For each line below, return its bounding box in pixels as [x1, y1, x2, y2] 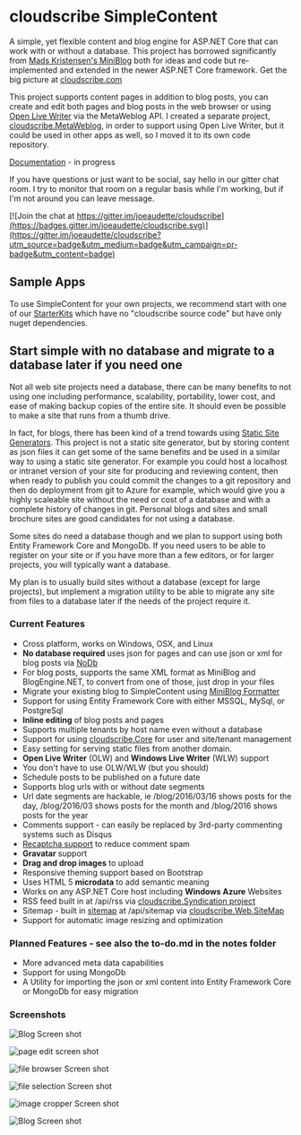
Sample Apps [9, 275, 86, 290]
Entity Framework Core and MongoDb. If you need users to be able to [9, 540, 266, 551]
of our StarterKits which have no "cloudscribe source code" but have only [9, 308, 282, 319]
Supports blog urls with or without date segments [21, 781, 206, 791]
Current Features [9, 617, 86, 630]
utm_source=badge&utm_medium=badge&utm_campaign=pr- [9, 239, 238, 249]
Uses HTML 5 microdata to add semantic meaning [21, 877, 210, 887]
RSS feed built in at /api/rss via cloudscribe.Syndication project [21, 895, 255, 906]
